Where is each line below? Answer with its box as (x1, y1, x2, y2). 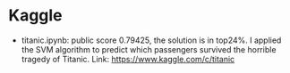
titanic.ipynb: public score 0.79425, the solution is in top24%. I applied (21, 35, 282, 45)
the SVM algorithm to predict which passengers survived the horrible (21, 44, 277, 54)
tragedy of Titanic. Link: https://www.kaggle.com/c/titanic (21, 53, 235, 64)
